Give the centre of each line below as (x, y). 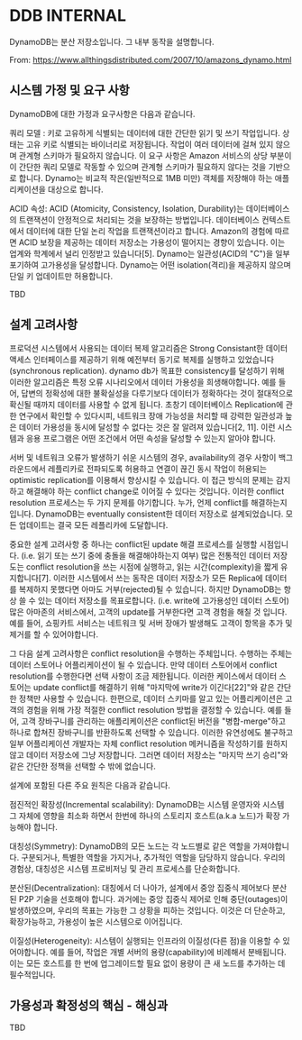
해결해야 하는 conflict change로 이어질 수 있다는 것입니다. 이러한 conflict (155, 491)
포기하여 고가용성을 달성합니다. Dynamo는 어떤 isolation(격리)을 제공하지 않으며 (150, 265)
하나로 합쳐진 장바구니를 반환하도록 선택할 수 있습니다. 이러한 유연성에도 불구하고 (151, 732)
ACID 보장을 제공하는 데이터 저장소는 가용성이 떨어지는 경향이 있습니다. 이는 (152, 242)
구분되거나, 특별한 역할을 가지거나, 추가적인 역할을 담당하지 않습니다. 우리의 (153, 857)
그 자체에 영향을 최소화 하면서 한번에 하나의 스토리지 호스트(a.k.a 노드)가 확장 (145, 816)
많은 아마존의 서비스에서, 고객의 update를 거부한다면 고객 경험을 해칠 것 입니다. (148, 611)
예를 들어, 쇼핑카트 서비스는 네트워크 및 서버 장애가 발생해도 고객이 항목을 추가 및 (151, 623)
